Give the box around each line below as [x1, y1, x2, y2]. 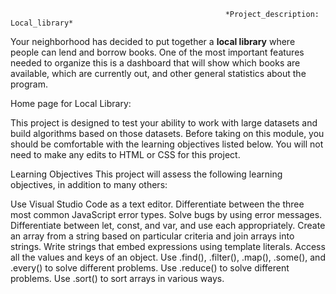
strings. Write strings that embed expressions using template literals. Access [10, 241, 326, 252]
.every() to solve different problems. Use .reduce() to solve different [10, 262, 290, 274]
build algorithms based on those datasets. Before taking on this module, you [10, 128, 325, 139]
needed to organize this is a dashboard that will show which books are [10, 57, 301, 69]
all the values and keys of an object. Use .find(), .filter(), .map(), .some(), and [10, 251, 326, 263]
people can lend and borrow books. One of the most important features [10, 46, 305, 58]
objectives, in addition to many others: [10, 179, 168, 190]
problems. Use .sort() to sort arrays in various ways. [10, 273, 225, 284]
